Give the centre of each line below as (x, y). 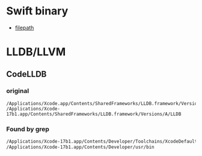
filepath (24, 28)
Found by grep (28, 129)
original (18, 91)
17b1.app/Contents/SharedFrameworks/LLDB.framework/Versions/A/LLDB (94, 114)
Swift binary (37, 11)
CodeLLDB (26, 74)
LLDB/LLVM (36, 52)
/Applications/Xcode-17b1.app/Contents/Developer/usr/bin (80, 147)
